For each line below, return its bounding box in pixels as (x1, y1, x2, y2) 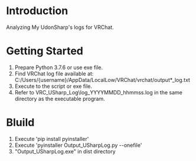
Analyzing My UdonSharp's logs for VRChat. (6, 24, 114, 31)
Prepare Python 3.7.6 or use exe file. (14, 64, 103, 71)
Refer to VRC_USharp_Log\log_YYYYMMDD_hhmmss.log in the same (14, 88, 183, 96)
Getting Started (6, 44, 84, 58)
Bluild (6, 116, 35, 129)
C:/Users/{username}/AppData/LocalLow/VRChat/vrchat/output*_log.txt (14, 76, 191, 83)
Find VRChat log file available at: (14, 70, 94, 77)
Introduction (6, 4, 68, 18)
